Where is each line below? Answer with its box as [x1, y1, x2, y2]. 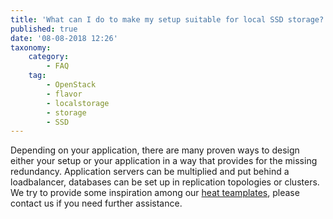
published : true [10, 24, 78, 34]
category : [28, 52, 70, 62]
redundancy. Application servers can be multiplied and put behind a [10, 166, 290, 178]
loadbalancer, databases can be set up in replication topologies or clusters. [10, 176, 320, 188]
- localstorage [46, 98, 110, 108]
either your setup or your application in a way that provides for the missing [10, 155, 318, 167]
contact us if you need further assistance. [10, 197, 183, 210]
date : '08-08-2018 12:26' [10, 33, 118, 43]
